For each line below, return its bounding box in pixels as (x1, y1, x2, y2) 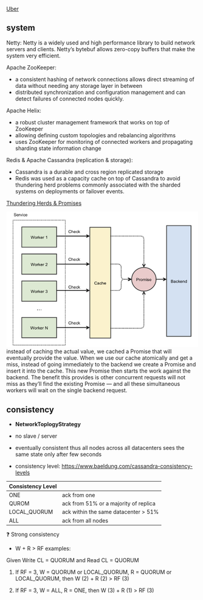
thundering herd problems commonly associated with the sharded (15, 181, 181, 188)
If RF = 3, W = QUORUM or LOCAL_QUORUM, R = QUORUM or (15, 568, 172, 576)
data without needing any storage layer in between (15, 82, 143, 89)
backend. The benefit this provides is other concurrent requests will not (6, 374, 186, 381)
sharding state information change (15, 145, 101, 152)
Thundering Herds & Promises (6, 199, 82, 207)
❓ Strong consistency (6, 530, 60, 538)
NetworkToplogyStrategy (15, 421, 81, 428)
